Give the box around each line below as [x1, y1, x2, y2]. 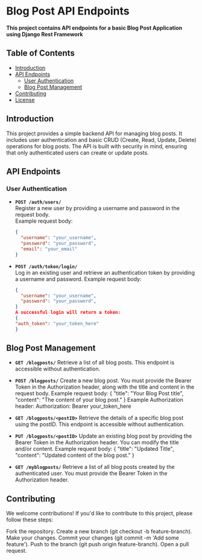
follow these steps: [6, 516, 53, 523]
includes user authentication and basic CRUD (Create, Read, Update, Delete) [6, 136, 197, 143]
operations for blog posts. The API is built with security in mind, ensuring [6, 142, 188, 150]
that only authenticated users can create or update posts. [6, 149, 149, 156]
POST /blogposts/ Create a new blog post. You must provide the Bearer [14, 377, 192, 384]
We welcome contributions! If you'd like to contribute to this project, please [6, 510, 193, 517]
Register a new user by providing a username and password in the [14, 205, 180, 212]
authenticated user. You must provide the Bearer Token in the [14, 469, 168, 477]
